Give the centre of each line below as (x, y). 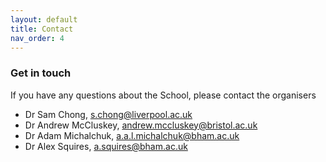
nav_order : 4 (37, 38)
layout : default (44, 19)
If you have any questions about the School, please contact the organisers (163, 95)
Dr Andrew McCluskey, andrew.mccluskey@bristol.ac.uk (141, 125)
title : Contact (42, 29)
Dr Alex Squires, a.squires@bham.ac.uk (106, 146)
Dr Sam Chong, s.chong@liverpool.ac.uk (108, 114)
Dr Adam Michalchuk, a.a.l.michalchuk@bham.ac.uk (132, 135)
